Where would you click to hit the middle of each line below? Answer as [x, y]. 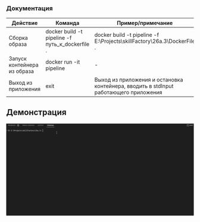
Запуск [18, 59]
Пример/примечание [145, 23]
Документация [29, 8]
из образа [21, 71]
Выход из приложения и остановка [139, 80]
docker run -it [63, 62]
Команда [68, 23]
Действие [25, 23]
